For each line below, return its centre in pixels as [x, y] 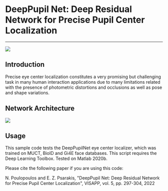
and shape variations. [27, 92]
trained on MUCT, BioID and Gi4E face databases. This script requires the [81, 153]
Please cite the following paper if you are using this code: [64, 168]
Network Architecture [40, 109]
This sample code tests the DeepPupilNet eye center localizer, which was [81, 148]
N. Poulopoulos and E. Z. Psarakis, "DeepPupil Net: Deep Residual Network [82, 178]
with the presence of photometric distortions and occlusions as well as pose [84, 87]
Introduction [25, 64]
